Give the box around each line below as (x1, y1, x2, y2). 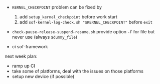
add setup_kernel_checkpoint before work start (19, 14, 117, 19)
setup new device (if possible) (12, 74, 75, 79)
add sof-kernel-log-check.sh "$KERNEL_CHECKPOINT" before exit (19, 19, 153, 25)
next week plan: (5, 53, 38, 59)
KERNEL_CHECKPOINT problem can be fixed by (12, 4, 102, 10)
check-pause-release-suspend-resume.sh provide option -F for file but (12, 29, 155, 34)
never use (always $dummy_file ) (12, 34, 78, 40)
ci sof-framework (12, 44, 48, 49)
